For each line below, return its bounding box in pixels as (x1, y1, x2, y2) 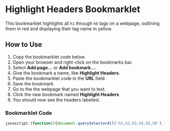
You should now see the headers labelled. (12, 97, 100, 103)
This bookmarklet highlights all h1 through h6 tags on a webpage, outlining (5, 20, 160, 26)
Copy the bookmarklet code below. (12, 54, 86, 60)
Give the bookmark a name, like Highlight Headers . (12, 70, 120, 76)
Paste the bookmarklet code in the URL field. (12, 75, 106, 81)
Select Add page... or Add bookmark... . (12, 64, 97, 70)
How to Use (5, 40, 42, 49)
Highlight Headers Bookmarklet (5, 4, 141, 15)
